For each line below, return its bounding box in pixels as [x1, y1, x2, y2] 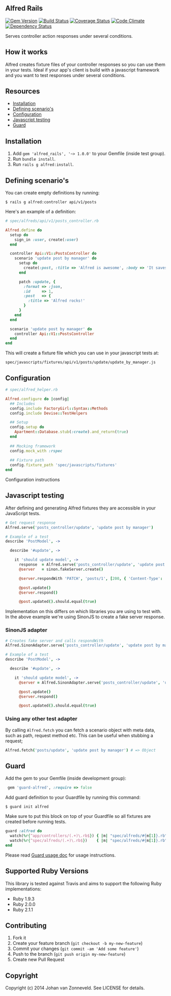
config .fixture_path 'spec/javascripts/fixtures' [10, 463, 117, 468]
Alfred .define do [5, 227, 42, 233]
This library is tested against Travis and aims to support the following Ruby [5, 880, 162, 886]
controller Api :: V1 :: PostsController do [10, 251, 97, 256]
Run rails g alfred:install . [12, 161, 74, 167]
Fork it [12, 935, 26, 941]
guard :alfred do [5, 829, 42, 834]
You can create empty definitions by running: [5, 190, 100, 196]
